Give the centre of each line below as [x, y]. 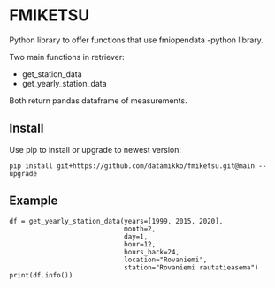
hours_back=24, [151, 252]
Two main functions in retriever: [67, 57]
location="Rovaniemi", [165, 260]
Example [34, 201]
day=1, [136, 236]
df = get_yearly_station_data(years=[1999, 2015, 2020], [116, 221]
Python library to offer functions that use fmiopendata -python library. [136, 40]
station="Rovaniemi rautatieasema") [191, 267]
